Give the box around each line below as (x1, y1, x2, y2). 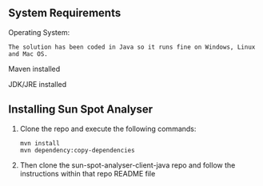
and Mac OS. (8, 49, 48, 58)
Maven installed (8, 64, 61, 73)
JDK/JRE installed (8, 79, 67, 89)
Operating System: (8, 27, 70, 37)
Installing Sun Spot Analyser (8, 103, 153, 117)
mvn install (19, 139, 60, 147)
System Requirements (8, 6, 122, 20)
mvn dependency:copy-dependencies (19, 146, 135, 154)
